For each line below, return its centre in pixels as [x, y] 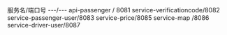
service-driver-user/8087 [44, 25]
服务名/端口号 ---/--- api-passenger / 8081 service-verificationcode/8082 [113, 10]
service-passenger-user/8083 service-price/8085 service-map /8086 [108, 18]
